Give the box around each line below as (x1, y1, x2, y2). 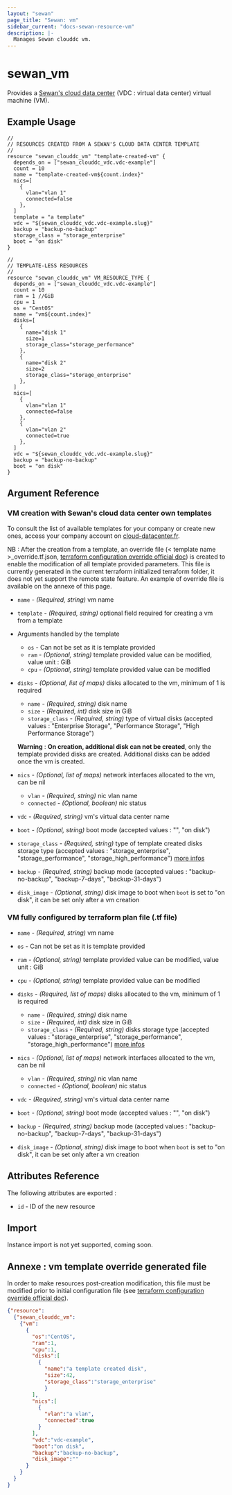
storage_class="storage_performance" (25, 341, 135, 348)
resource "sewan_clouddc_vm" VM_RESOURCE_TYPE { (7, 274, 150, 281)
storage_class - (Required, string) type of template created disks (17, 839, 203, 847)
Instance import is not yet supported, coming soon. (7, 1240, 154, 1249)
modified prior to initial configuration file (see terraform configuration (7, 1287, 204, 1295)
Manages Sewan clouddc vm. (13, 36, 91, 43)
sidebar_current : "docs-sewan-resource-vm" (7, 23, 135, 30)
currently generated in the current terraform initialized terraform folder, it (7, 567, 215, 575)
